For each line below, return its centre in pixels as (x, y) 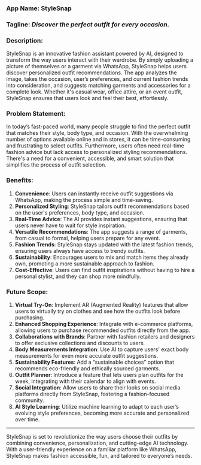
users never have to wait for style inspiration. (70, 225)
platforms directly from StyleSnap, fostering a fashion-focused (92, 394)
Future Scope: (27, 292)
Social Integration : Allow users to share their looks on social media (98, 388)
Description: (25, 40)
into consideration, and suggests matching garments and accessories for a (98, 86)
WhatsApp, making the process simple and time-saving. (84, 200)
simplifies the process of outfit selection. (56, 165)
